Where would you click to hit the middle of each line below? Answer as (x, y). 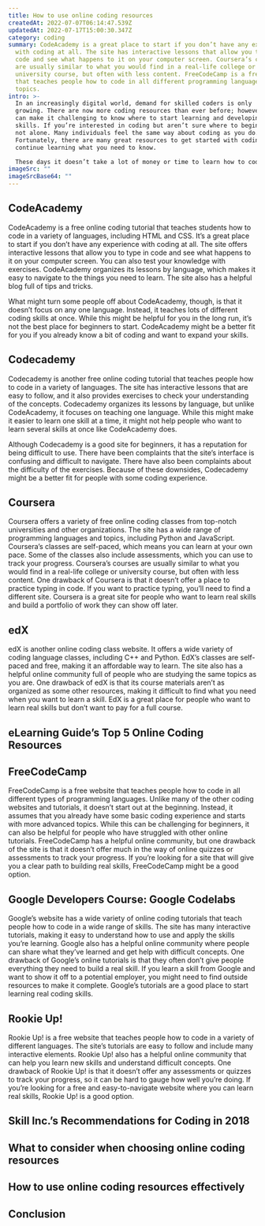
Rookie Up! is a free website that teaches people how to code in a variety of (131, 1037)
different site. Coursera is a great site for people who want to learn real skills (132, 597)
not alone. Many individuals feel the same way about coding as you (130, 133)
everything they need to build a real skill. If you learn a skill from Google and (132, 969)
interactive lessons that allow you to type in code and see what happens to (130, 252)
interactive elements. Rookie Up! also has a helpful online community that (127, 1055)
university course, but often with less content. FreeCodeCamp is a (130, 74)
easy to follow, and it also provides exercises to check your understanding (129, 395)
